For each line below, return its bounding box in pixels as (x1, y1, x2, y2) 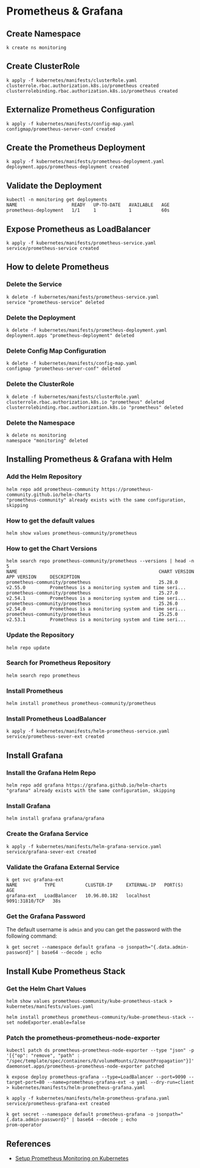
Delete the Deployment (6, 313, 76, 322)
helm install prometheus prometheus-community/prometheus (6, 701, 156, 707)
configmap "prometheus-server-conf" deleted (6, 366, 121, 372)
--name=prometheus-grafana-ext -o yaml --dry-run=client (47, 1080, 195, 1086)
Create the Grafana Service (6, 830, 89, 838)
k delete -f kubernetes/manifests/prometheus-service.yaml (6, 294, 159, 300)
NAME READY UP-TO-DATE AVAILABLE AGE (6, 202, 170, 208)
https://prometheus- (101, 486, 154, 492)
